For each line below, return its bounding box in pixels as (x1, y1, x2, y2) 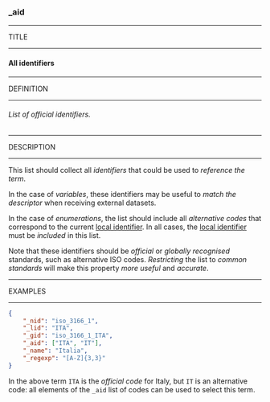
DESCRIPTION (8, 142, 56, 151)
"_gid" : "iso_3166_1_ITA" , (22, 332, 113, 340)
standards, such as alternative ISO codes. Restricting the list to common (8, 254, 247, 264)
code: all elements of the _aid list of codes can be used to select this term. (8, 384, 256, 394)
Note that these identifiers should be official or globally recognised (8, 246, 231, 256)
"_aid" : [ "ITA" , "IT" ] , (22, 339, 103, 347)
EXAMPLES (8, 286, 47, 296)
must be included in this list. (8, 230, 101, 240)
